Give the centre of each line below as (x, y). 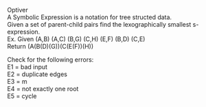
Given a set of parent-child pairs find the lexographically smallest (99, 24)
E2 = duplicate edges (37, 74)
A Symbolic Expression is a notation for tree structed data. (90, 17)
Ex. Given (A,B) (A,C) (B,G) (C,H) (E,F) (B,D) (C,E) (76, 39)
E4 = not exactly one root (43, 89)
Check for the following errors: (50, 60)
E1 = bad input (27, 67)
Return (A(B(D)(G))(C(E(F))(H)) (50, 46)
